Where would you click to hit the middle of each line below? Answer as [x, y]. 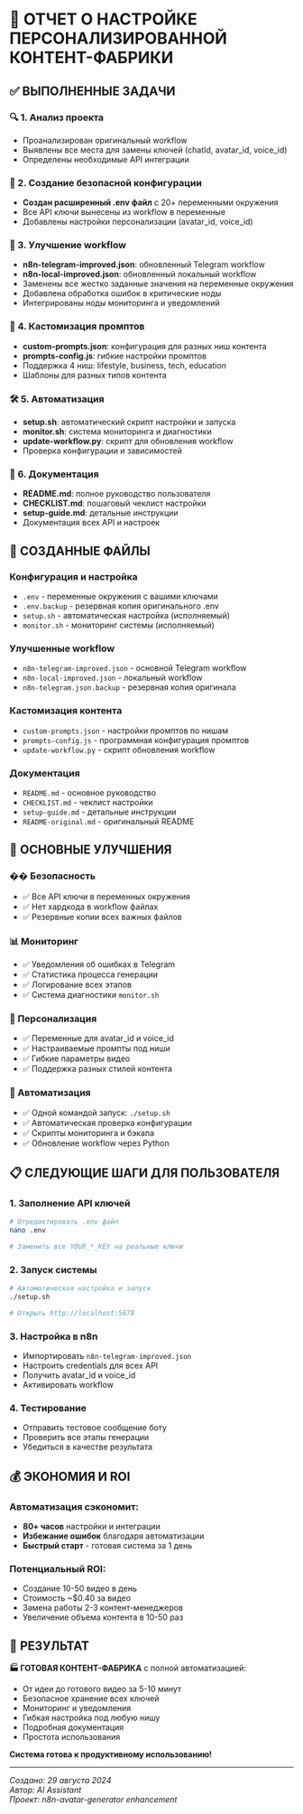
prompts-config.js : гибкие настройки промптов [115, 356]
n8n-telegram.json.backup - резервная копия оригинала [129, 687]
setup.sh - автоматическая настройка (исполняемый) [126, 616]
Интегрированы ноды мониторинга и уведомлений [121, 303]
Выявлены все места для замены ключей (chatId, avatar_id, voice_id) [155, 150]
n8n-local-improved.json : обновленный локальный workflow [139, 274]
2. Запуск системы [53, 1270]
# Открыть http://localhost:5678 [72, 1313]
